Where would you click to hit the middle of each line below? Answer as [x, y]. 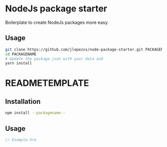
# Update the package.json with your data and [54, 59]
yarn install [19, 63]
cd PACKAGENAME [21, 54]
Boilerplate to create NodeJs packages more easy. [57, 22]
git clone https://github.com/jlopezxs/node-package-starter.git [74, 49]
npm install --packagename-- [35, 113]
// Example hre [21, 140]
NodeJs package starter [56, 9]
